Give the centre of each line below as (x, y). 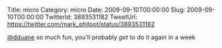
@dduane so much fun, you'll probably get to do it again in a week (101, 37)
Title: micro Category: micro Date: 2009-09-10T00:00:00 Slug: (96, 10)
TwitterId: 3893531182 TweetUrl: (91, 17)
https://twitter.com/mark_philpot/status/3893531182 (81, 24)
